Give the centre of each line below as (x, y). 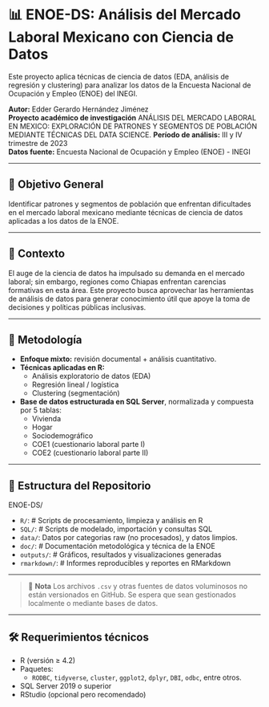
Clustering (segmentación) (76, 393)
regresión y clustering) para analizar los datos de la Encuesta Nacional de (130, 85)
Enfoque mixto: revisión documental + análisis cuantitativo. (118, 359)
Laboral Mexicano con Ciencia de (121, 37)
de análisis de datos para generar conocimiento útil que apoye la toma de (129, 299)
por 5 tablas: (40, 410)
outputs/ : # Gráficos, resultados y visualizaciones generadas (120, 555)
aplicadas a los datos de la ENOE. (64, 221)
